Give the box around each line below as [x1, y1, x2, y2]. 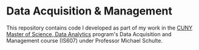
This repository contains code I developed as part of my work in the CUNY [6, 24, 193, 31]
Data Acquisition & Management [6, 4, 173, 18]
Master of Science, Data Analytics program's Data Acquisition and [6, 30, 172, 37]
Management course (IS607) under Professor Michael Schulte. [6, 37, 163, 44]
